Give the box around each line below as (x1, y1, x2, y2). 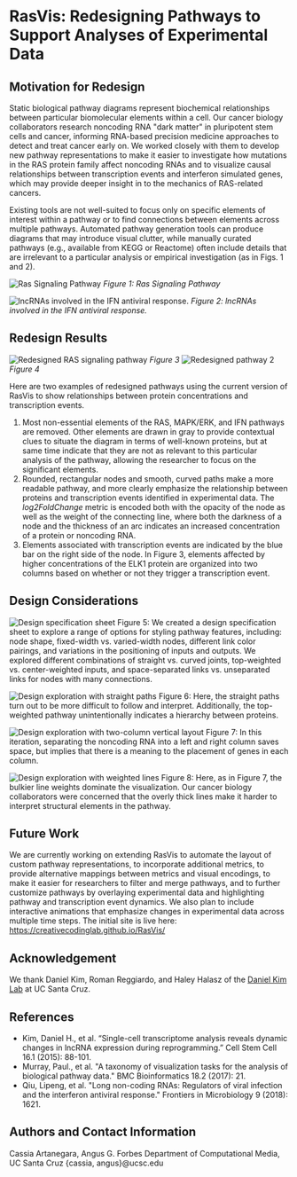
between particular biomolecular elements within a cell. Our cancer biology (9, 113, 284, 122)
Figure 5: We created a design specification (117, 616, 277, 627)
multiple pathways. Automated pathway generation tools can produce (9, 224, 264, 234)
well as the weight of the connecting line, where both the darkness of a (21, 511, 282, 522)
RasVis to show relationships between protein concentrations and (9, 390, 248, 401)
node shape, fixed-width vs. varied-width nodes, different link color (9, 636, 256, 647)
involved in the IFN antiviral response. (9, 305, 148, 316)
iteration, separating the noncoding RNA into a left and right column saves (9, 736, 279, 747)
